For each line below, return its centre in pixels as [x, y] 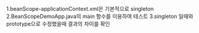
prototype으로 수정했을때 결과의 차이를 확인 [58, 24]
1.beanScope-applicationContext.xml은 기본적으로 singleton [80, 9]
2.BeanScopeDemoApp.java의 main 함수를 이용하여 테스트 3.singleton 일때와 [100, 16]
